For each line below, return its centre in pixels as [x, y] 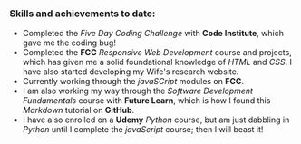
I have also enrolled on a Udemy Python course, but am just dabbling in [156, 120]
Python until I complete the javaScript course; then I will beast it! [143, 130]
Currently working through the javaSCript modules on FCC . [133, 82]
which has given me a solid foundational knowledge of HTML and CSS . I [157, 62]
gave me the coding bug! [69, 43]
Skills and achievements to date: [83, 14]
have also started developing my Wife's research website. [131, 72]
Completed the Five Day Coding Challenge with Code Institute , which [153, 34]
